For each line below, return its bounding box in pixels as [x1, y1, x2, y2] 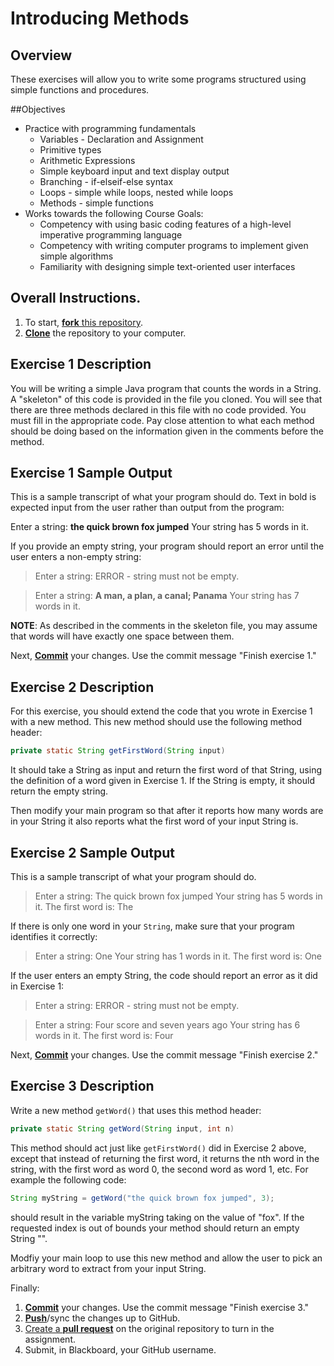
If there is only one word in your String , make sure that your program [10, 920, 295, 932]
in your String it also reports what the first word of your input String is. [10, 815, 299, 827]
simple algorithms [39, 250, 114, 262]
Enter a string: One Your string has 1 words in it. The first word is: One [34, 950, 323, 962]
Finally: [10, 1282, 40, 1294]
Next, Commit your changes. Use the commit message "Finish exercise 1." [10, 650, 317, 662]
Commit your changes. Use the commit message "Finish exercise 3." [24, 1301, 310, 1313]
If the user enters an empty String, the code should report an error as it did [10, 969, 318, 981]
